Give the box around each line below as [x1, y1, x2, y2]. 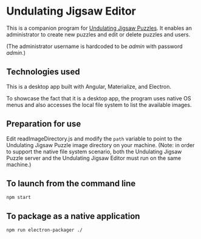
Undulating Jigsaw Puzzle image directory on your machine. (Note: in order [6, 141, 195, 148]
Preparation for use [6, 119, 81, 129]
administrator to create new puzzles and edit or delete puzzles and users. [6, 30, 191, 38]
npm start [6, 195, 32, 201]
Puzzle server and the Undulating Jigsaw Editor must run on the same [6, 154, 181, 162]
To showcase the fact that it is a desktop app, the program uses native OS [6, 94, 191, 102]
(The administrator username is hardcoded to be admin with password [6, 43, 183, 50]
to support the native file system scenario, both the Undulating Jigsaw [6, 148, 182, 155]
